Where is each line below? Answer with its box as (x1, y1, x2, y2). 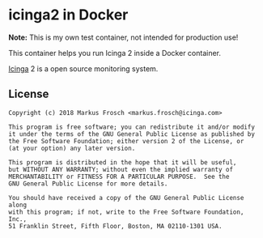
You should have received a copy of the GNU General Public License (8, 193, 244, 202)
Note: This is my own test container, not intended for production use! (8, 32, 239, 42)
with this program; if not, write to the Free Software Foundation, (8, 208, 244, 216)
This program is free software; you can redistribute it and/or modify (8, 123, 255, 131)
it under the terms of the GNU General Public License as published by (8, 130, 255, 138)
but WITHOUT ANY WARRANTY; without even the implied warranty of (8, 165, 233, 173)
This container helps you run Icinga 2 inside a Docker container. (8, 48, 221, 57)
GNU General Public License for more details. (8, 180, 168, 188)
